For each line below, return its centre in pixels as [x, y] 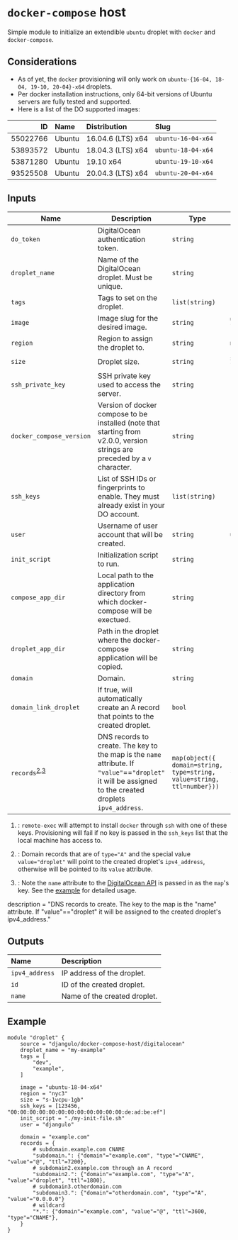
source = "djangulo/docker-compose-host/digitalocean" [103, 1044]
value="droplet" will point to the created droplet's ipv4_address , [111, 861]
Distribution [107, 126]
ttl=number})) [195, 786]
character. [115, 467]
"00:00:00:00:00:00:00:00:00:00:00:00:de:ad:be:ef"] [87, 1112]
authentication [122, 239]
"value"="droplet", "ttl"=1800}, [57, 1181]
